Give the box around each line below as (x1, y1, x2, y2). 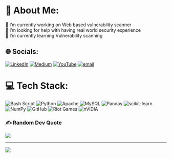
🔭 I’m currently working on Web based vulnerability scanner (5, 22, 132, 28)
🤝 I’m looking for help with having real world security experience (5, 27, 141, 33)
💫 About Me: (5, 5, 59, 16)
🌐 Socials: (5, 47, 39, 56)
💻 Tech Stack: (5, 80, 69, 91)
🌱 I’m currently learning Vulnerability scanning (5, 32, 103, 38)
